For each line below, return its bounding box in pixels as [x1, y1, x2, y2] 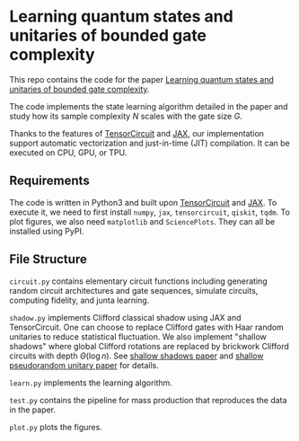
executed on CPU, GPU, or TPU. [9, 146, 128, 158]
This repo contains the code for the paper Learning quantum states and [9, 74, 274, 84]
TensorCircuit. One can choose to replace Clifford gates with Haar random [9, 322, 285, 332]
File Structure [9, 251, 87, 267]
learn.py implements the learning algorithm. [9, 377, 173, 388]
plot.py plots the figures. [9, 421, 103, 432]
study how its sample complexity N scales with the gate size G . [9, 110, 242, 121]
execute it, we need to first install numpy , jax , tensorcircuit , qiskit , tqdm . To [9, 207, 290, 217]
